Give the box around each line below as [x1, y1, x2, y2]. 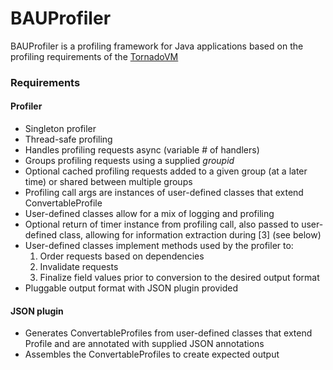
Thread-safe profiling [24, 133, 113, 146]
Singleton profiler [24, 123, 97, 135]
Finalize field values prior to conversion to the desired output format [39, 272, 320, 284]
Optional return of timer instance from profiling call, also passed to [24, 218, 300, 231]
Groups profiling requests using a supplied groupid [24, 155, 235, 167]
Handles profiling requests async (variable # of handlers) [24, 144, 260, 156]
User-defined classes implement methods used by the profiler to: [24, 240, 294, 252]
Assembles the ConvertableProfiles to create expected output [24, 348, 280, 361]
